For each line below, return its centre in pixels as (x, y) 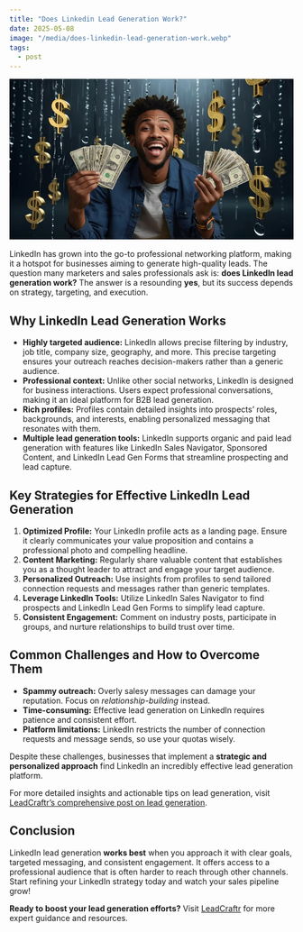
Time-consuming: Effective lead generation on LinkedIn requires (143, 710)
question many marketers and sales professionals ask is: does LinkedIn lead (151, 273)
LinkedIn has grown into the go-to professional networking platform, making (151, 254)
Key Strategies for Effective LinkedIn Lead (130, 495)
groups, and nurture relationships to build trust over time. (129, 627)
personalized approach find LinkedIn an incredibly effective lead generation (151, 765)
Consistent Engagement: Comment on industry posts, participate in (149, 617)
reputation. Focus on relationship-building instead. (116, 700)
